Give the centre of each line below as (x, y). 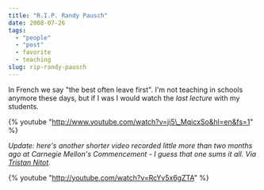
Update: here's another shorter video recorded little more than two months (130, 145)
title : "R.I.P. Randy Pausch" (58, 15)
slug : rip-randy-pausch (48, 67)
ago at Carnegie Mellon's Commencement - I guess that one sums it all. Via (132, 154)
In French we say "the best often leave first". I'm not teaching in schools (126, 89)
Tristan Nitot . (30, 162)
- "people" (33, 38)
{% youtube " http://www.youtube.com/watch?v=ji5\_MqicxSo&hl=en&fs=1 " (131, 122)
